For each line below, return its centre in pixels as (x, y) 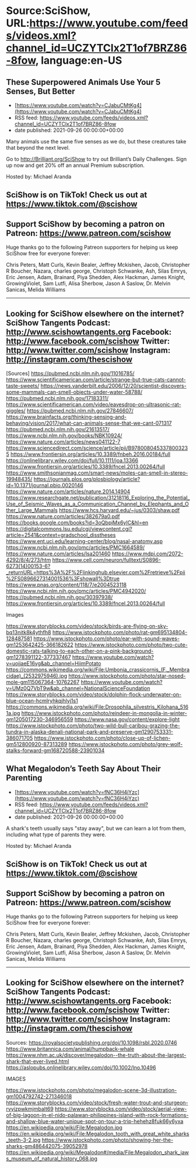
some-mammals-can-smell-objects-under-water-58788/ (74, 392)
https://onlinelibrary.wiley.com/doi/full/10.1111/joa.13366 (72, 461)
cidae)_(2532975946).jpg (37, 676)
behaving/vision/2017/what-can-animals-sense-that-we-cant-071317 (89, 423)
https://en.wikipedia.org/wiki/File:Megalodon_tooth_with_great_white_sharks (98, 1133)
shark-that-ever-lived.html (38, 1061)
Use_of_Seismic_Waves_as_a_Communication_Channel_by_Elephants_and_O (97, 504)
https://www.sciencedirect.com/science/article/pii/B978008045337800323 (97, 448)
